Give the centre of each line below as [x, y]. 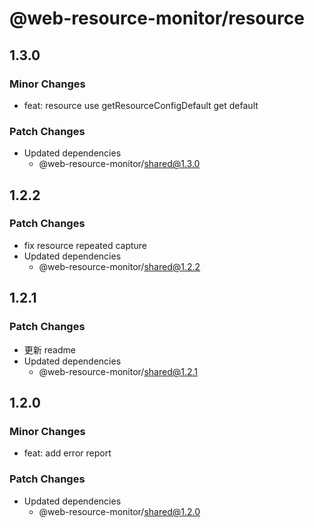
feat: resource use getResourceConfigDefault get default [141, 105]
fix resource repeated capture [85, 245]
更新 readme [49, 349]
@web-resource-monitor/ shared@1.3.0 [119, 164]
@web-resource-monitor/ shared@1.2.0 [119, 511]
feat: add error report [67, 453]
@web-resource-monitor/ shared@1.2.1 [118, 371]
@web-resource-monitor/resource [157, 18]
